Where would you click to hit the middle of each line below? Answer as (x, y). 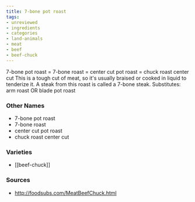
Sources (18, 180)
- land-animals (25, 39)
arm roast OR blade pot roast (41, 90)
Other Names (25, 105)
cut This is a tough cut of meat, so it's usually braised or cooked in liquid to (96, 78)
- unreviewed (22, 22)
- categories (22, 33)
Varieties (19, 152)
